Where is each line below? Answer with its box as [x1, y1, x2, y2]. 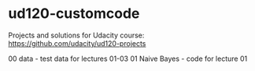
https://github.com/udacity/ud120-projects [8, 38, 146, 48]
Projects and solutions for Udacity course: [8, 30, 145, 40]
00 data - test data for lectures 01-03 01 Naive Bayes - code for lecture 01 [8, 54, 248, 63]
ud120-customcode [8, 5, 140, 23]
